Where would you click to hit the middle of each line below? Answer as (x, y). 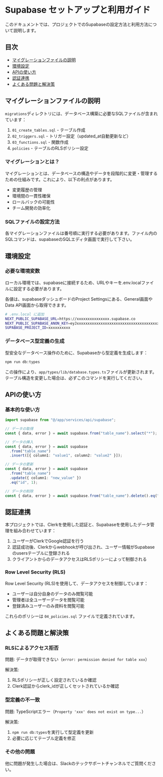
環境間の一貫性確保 (31, 196)
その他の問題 (20, 752)
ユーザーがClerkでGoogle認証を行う (48, 541)
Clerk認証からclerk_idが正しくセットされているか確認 (65, 686)
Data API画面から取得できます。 (37, 305)
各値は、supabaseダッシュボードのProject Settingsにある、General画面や (79, 299)
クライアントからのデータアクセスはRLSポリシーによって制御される (79, 559)
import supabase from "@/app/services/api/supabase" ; (61, 420)
